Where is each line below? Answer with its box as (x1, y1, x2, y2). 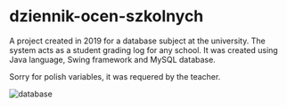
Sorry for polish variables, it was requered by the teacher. (9, 71, 221, 81)
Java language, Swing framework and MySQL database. (9, 54, 216, 65)
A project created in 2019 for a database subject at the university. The (9, 35, 266, 46)
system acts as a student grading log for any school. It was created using (9, 44, 278, 55)
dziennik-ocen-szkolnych (9, 6, 204, 27)
